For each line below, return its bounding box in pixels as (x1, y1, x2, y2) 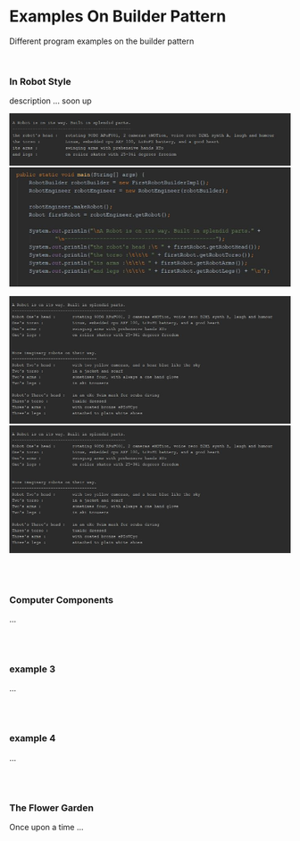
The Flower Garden (9, 801, 94, 813)
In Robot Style (9, 75, 71, 87)
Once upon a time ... (9, 821, 84, 832)
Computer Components (9, 593, 114, 606)
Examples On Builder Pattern (9, 6, 227, 27)
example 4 (9, 732, 56, 745)
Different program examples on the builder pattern (9, 36, 195, 46)
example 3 (9, 663, 56, 675)
